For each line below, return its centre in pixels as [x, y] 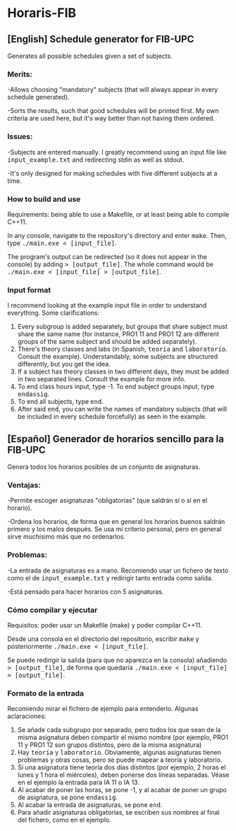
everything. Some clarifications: [54, 313]
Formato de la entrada [46, 693]
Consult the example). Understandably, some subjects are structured [118, 357]
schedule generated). [38, 97]
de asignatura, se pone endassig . [68, 797]
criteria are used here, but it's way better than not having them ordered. [111, 119]
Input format [29, 289]
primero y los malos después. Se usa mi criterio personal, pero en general [114, 529]
